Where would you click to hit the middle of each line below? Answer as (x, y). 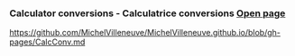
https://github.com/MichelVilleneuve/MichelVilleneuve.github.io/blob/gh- (145, 33)
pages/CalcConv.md (47, 42)
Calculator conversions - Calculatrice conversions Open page (147, 13)
